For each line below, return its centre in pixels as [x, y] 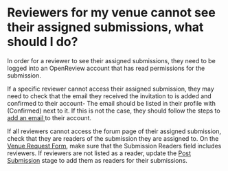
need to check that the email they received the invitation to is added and [109, 96]
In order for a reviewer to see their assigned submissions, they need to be [112, 60]
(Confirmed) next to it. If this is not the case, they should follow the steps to [114, 111]
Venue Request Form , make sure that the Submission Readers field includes [114, 146]
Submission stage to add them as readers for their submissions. [97, 160]
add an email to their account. [49, 117]
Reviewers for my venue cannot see [112, 13]
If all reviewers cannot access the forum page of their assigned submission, [114, 131]
